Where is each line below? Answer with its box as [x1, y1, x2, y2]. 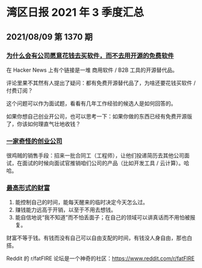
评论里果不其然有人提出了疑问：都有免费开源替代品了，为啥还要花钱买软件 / [6, 79, 196, 86]
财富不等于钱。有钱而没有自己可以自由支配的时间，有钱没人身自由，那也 [6, 235, 187, 242]
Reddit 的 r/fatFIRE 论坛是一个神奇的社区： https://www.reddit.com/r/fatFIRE [6, 255, 195, 262]
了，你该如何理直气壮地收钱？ [6, 120, 81, 128]
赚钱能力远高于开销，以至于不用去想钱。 [15, 206, 116, 213]
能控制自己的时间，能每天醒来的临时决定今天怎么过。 [15, 199, 149, 206]
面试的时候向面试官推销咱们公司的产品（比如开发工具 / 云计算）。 [22, 159, 184, 167]
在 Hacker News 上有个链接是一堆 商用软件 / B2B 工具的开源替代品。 [6, 66, 178, 74]
